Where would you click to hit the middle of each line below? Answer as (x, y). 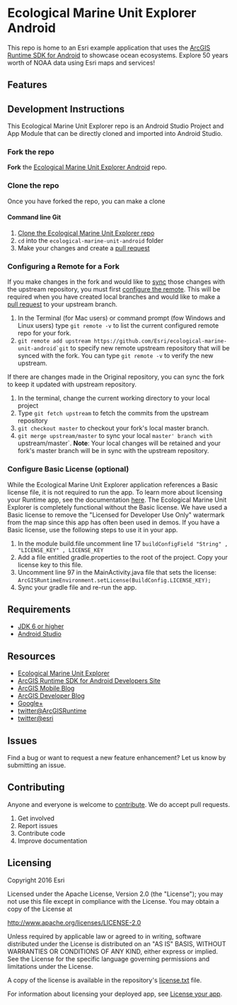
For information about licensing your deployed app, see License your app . (115, 994)
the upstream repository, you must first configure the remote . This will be (114, 289)
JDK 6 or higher (41, 626)
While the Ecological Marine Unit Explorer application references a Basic (112, 484)
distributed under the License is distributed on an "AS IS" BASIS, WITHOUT (117, 943)
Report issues (37, 825)
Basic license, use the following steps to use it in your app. (93, 529)
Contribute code (41, 833)
